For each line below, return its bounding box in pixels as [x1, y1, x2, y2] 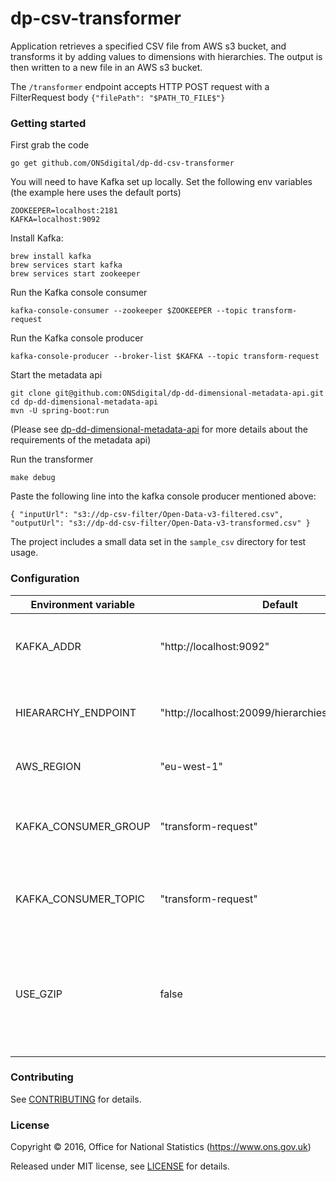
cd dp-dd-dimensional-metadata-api [10, 397, 159, 407]
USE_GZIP [15, 987, 63, 1001]
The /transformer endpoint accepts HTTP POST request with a [10, 80, 270, 92]
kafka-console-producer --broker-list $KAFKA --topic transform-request [10, 352, 320, 362]
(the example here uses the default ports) [10, 187, 182, 199]
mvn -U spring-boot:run [10, 406, 110, 416]
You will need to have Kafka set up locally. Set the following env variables [10, 176, 313, 188]
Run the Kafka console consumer [10, 287, 148, 299]
